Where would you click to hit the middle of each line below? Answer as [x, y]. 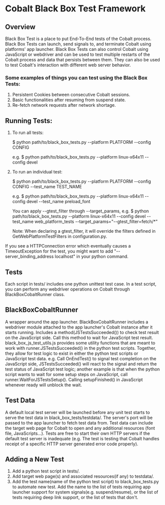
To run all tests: [28, 133]
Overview [20, 27]
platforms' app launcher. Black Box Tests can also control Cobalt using [77, 49]
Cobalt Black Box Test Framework [76, 9]
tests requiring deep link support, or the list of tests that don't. [75, 498]
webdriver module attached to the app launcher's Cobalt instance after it [79, 327]
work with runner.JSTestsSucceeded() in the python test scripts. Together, [81, 348]
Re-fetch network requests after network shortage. [64, 105]
